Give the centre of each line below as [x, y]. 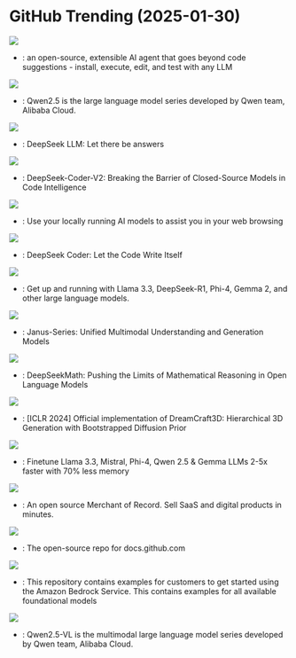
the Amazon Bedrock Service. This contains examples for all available [149, 591]
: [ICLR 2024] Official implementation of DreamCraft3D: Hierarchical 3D [152, 418]
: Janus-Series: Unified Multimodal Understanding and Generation [143, 332]
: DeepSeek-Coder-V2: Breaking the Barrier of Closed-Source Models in [154, 177]
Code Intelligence [54, 187]
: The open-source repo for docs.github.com [104, 548]
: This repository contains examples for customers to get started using [150, 582]
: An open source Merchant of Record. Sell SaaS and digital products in [152, 505]
